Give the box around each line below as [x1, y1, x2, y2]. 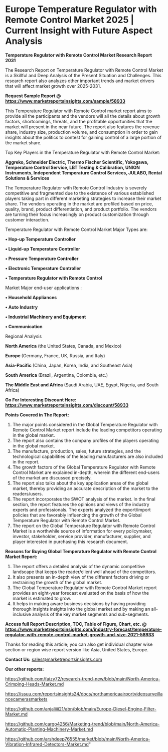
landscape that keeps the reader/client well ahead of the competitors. [12, 569, 156, 575]
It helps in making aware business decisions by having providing [12, 600, 146, 607]
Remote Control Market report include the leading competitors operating [12, 427, 162, 433]
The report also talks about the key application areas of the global [12, 480, 149, 486]
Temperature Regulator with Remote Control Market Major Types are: [5, 226, 148, 232]
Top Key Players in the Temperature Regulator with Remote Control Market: [5, 149, 160, 155]
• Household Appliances [5, 294, 57, 300]
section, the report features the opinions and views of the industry [12, 501, 149, 507]
